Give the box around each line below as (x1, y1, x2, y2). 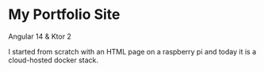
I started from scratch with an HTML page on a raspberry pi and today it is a (8, 47, 257, 56)
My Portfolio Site (8, 6, 121, 24)
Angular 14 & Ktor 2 (8, 32, 71, 41)
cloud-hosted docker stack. (8, 55, 99, 65)
